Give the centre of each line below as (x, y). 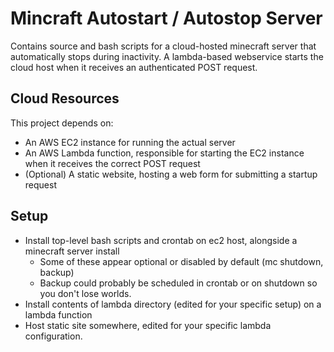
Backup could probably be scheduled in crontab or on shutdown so (178, 283)
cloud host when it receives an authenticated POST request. (134, 67)
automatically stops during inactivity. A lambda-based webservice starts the (167, 56)
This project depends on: (62, 123)
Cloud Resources (65, 98)
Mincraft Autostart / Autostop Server (166, 18)
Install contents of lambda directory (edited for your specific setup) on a (173, 304)
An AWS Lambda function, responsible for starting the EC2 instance (164, 153)
